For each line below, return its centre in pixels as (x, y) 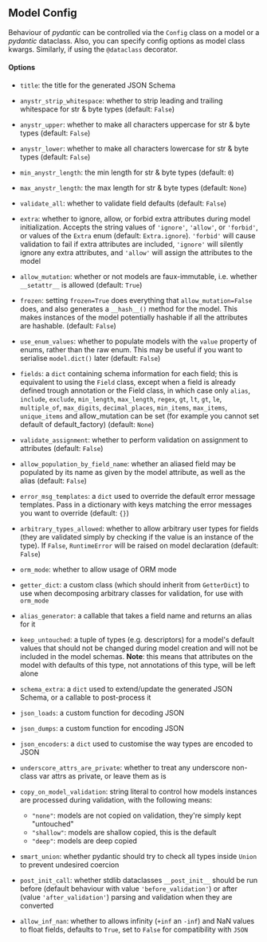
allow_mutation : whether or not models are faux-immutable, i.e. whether (138, 277)
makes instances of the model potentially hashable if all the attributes (134, 317)
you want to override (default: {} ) (75, 513)
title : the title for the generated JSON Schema (98, 85)
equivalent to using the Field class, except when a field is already (128, 383)
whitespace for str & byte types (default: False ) (97, 109)
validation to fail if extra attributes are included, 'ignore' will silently (131, 244)
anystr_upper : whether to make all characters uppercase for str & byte (135, 125)
